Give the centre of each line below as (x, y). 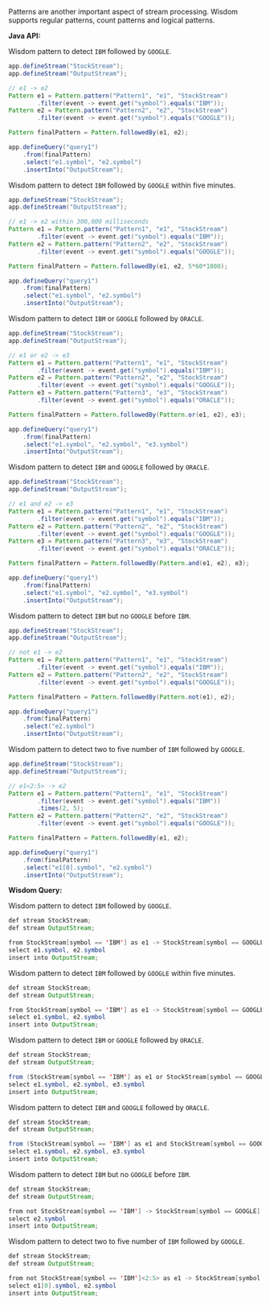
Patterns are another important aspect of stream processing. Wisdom (123, 12)
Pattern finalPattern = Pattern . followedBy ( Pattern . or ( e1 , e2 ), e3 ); (127, 415)
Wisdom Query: (35, 890)
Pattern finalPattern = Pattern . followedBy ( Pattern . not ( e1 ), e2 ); (122, 697)
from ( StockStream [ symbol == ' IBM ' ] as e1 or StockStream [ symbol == (125, 1077)
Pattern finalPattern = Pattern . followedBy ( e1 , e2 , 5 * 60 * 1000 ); (118, 266)
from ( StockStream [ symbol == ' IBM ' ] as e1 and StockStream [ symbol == (127, 1144)
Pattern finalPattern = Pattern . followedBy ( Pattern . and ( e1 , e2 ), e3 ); (129, 564)
